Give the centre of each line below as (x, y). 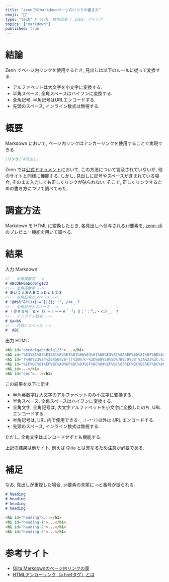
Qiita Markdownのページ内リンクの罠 (51, 568)
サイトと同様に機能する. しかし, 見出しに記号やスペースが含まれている (82, 176)
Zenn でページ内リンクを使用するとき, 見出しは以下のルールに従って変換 (80, 70)
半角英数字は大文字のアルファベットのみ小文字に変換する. (73, 395)
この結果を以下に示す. (28, 384)
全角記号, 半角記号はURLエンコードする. (54, 100)
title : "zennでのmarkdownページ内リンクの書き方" (53, 10)
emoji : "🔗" (17, 15)
